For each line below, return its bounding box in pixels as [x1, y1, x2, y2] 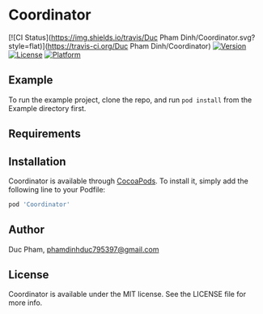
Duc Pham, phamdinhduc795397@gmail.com [8, 244, 159, 254]
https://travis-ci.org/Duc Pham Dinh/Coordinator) [47, 41, 211, 50]
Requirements [8, 127, 81, 141]
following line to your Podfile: [8, 184, 106, 194]
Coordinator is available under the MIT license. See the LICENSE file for [8, 290, 247, 299]
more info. [8, 298, 43, 308]
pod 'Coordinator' [8, 200, 70, 209]
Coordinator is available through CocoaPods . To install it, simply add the [8, 176, 248, 186]
